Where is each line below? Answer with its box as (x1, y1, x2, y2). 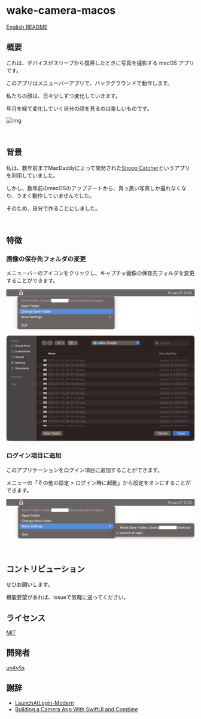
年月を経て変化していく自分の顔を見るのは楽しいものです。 (6, 105, 153, 112)
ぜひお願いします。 (6, 581, 53, 588)
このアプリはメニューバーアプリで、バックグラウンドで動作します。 (6, 79, 173, 87)
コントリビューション (6, 563, 85, 574)
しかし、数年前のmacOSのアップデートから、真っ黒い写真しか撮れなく (6, 184, 181, 191)
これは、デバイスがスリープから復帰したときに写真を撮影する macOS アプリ (6, 59, 194, 66)
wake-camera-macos (6, 4, 116, 17)
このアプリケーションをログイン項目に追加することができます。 (6, 466, 163, 473)
